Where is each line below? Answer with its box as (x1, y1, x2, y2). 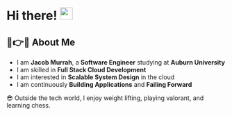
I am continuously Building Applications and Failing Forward (16, 81, 192, 88)
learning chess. (6, 101, 51, 109)
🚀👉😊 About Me (6, 36, 76, 48)
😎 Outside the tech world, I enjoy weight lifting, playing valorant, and (6, 94, 204, 102)
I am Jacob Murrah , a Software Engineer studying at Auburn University (16, 58, 225, 66)
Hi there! (6, 8, 58, 24)
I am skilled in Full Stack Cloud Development (16, 66, 147, 74)
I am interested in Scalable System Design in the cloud (16, 73, 175, 81)
